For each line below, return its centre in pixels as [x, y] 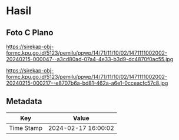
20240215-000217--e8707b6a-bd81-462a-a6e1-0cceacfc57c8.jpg [87, 83]
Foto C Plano [30, 33]
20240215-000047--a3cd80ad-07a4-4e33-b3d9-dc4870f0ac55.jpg [90, 59]
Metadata [24, 101]
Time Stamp [26, 128]
